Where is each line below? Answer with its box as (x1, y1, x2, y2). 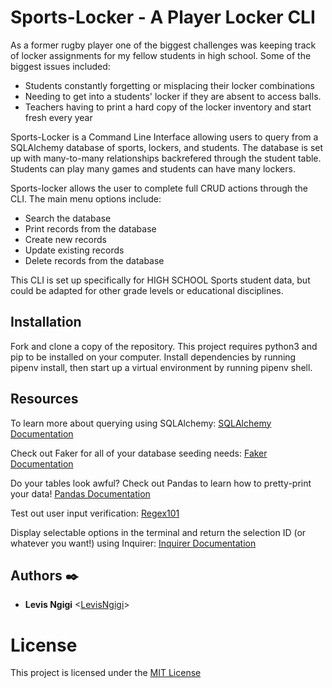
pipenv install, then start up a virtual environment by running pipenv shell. (10, 361, 313, 373)
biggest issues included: (10, 60, 111, 72)
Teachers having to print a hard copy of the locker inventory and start (24, 101, 312, 113)
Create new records (24, 233, 107, 245)
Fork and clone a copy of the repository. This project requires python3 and (10, 340, 318, 352)
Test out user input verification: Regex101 (10, 507, 180, 519)
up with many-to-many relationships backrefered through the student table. (10, 152, 322, 164)
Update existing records (24, 244, 125, 256)
